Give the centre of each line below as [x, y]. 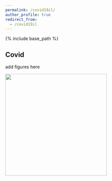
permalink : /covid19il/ [30, 10]
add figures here [23, 67]
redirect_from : [21, 19]
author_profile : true [28, 15]
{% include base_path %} [32, 39]
